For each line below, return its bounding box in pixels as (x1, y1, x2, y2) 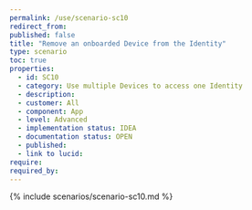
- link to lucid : (17, 149, 84, 158)
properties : (9, 65, 55, 74)
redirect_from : (9, 22, 68, 31)
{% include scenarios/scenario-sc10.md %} (9, 191, 173, 202)
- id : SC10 (17, 73, 59, 82)
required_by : (9, 166, 59, 175)
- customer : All (17, 98, 79, 108)
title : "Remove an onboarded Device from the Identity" (9, 38, 226, 48)
